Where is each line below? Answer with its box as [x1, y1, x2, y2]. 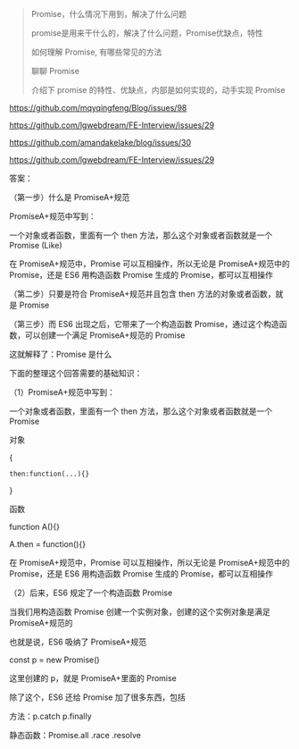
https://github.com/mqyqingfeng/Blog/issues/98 [9, 103, 187, 113]
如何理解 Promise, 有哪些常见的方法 [30, 46, 162, 57]
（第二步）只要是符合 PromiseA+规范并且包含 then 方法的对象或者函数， [9, 289, 276, 299]
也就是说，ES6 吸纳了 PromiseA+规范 [9, 636, 147, 647]
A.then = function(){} [9, 539, 87, 549]
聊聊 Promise [30, 66, 80, 76]
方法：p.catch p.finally [9, 711, 92, 721]
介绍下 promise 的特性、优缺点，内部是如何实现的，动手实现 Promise [30, 85, 286, 95]
